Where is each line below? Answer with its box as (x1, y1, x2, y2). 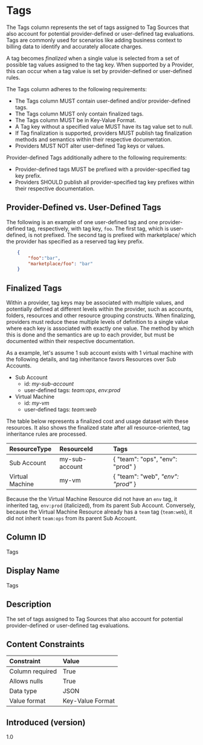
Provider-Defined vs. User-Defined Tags (6, 202, 161, 213)
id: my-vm (24, 399, 50, 407)
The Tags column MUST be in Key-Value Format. (14, 116, 137, 124)
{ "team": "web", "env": (113, 472, 179, 481)
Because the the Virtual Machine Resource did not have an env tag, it (6, 495, 178, 503)
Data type (9, 687, 37, 695)
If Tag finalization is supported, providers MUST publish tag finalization (14, 129, 192, 137)
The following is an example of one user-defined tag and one (6, 218, 158, 225)
